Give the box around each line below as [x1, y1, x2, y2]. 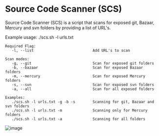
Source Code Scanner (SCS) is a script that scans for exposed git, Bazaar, [5, 20, 155, 25]
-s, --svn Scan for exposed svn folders [11, 82, 154, 87]
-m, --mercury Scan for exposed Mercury [11, 73, 146, 79]
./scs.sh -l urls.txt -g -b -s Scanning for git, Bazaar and [11, 99, 154, 104]
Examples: [5, 95, 25, 100]
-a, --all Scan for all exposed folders [11, 87, 154, 91]
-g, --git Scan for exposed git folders [11, 61, 154, 66]
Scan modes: [5, 56, 29, 62]
